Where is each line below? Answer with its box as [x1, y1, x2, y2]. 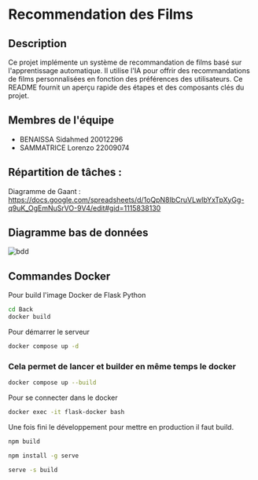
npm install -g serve [8, 452, 79, 460]
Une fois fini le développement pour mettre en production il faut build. [8, 422, 234, 431]
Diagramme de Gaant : [8, 186, 81, 196]
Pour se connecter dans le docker [8, 393, 118, 402]
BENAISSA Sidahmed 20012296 [19, 134, 123, 144]
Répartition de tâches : [8, 166, 122, 179]
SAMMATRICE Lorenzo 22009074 [19, 143, 130, 152]
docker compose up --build [8, 379, 97, 387]
